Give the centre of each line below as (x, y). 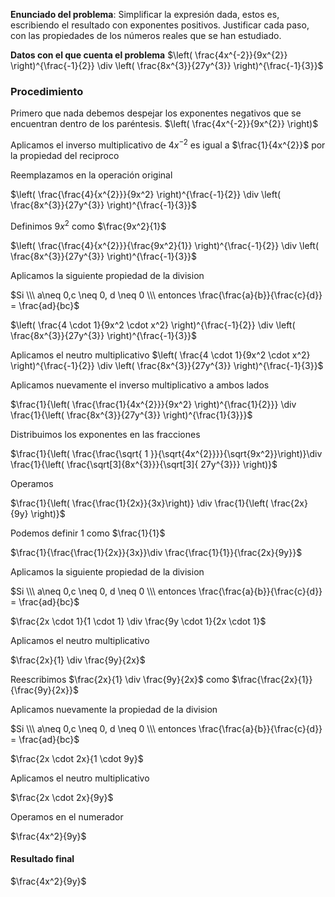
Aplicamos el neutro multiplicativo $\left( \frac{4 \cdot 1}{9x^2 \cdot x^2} (160, 355)
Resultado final (42, 859)
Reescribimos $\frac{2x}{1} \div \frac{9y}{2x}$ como (120, 679)
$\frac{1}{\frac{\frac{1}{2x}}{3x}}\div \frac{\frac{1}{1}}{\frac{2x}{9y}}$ (156, 552)
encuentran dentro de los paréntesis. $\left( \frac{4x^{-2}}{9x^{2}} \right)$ (164, 124)
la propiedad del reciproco (65, 155)
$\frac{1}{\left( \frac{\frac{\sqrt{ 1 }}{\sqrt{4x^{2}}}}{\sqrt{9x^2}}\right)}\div (166, 453)
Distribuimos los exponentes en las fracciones (105, 434)
